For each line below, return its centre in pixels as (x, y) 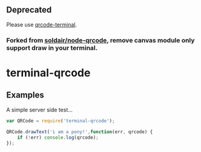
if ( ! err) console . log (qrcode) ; (58, 138)
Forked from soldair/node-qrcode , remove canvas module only (100, 40)
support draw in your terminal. (52, 48)
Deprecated (29, 10)
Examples (25, 95)
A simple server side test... (39, 110)
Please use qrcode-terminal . (42, 24)
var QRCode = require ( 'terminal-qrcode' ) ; (61, 121)
